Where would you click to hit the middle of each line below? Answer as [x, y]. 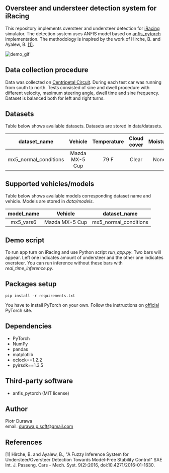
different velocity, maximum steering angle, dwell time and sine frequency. [82, 93]
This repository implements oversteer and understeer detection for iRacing [82, 28]
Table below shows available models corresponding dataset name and [78, 196]
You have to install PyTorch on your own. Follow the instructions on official [82, 305]
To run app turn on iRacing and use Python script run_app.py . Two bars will [83, 252]
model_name [24, 214]
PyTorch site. [19, 310]
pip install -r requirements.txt [40, 296]
